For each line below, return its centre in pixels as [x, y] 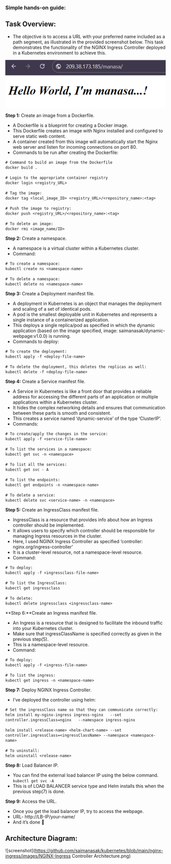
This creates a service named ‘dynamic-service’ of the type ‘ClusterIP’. [87, 418]
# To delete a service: [31, 495]
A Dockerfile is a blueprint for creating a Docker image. [70, 125]
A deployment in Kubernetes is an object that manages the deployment [87, 303]
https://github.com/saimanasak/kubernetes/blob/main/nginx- [99, 851]
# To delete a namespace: [33, 279]
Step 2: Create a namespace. [36, 239]
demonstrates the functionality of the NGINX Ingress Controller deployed [89, 47]
